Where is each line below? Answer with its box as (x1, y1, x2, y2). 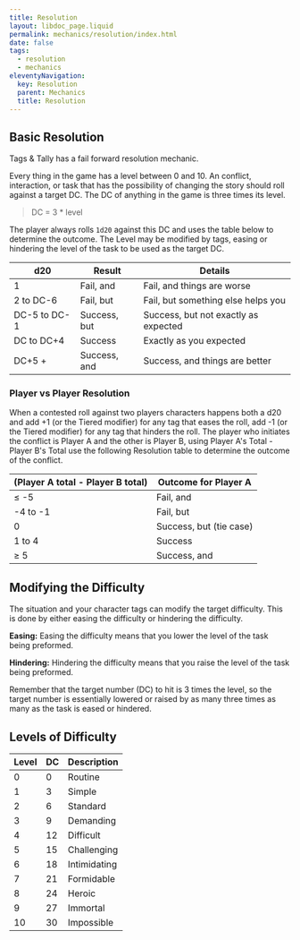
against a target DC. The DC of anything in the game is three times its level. (9, 190, 286, 201)
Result (93, 265, 122, 278)
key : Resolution (17, 80, 78, 89)
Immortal (67, 902, 105, 914)
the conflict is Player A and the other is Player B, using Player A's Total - (9, 436, 273, 447)
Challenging (67, 843, 119, 856)
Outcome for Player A (157, 476, 252, 489)
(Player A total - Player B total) (13, 476, 148, 489)
